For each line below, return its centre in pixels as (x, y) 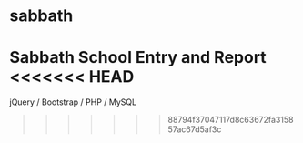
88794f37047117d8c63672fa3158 (231, 120)
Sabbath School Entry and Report (138, 58)
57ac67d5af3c (195, 129)
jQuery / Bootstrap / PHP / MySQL (73, 102)
